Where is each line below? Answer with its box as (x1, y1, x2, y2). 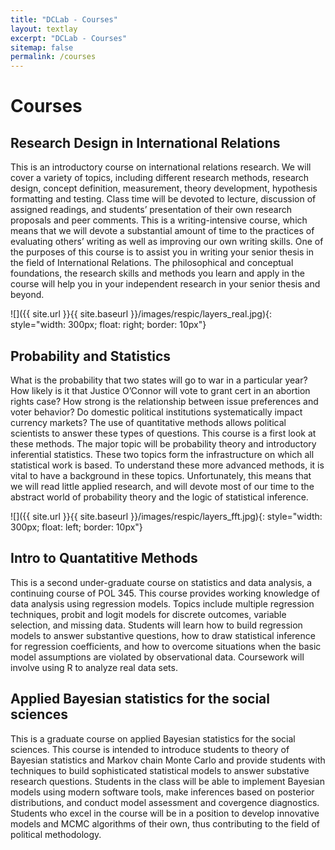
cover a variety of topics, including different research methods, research (10, 172, 310, 184)
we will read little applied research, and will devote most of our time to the (10, 480, 315, 492)
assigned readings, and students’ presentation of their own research (10, 204, 292, 216)
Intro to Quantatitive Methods (10, 550, 198, 567)
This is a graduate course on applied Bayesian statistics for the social (10, 732, 296, 745)
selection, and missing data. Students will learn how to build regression (10, 619, 303, 631)
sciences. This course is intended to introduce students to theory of (10, 743, 290, 755)
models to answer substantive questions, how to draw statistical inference (10, 629, 316, 641)
